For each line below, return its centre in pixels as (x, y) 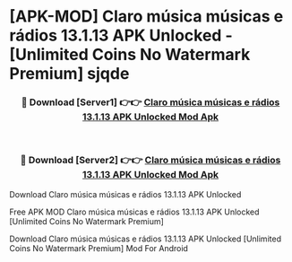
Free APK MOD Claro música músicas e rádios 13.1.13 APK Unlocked (134, 212)
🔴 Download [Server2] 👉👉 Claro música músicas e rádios (150, 161)
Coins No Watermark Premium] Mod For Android (99, 248)
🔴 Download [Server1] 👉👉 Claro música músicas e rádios (150, 102)
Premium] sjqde (69, 74)
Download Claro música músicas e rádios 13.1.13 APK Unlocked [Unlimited (146, 239)
